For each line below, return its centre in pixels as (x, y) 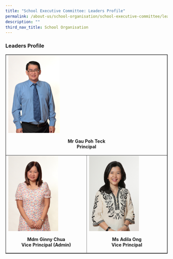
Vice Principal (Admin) (46, 245)
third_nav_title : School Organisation (47, 27)
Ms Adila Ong (127, 239)
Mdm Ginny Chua (46, 239)
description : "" (23, 22)
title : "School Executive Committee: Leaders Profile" (65, 11)
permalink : (17, 16)
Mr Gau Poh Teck (86, 141)
